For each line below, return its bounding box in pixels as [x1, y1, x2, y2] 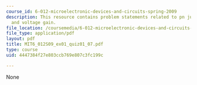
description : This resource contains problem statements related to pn [6, 14, 185, 20]
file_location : [6, 25, 43, 31]
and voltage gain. [11, 19, 57, 25]
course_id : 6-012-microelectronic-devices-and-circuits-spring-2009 [6, 8, 177, 15]
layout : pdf [6, 36, 35, 42]
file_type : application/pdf [6, 30, 75, 36]
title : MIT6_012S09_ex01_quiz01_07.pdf [6, 42, 104, 47]
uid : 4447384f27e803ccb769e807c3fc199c [6, 52, 104, 58]
